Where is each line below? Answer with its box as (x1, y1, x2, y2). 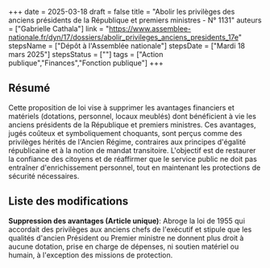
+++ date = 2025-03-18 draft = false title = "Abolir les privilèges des (8, 7, 235, 16)
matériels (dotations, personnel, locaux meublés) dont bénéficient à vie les (8, 111, 256, 121)
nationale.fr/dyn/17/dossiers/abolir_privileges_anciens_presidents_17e (8, 32, 239, 42)
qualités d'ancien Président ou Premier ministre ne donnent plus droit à (8, 233, 244, 242)
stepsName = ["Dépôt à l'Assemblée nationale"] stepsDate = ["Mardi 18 (8, 41, 246, 51)
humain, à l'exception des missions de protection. (8, 249, 173, 260)
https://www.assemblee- (108, 24, 192, 33)
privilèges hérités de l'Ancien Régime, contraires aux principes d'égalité (8, 137, 247, 146)
